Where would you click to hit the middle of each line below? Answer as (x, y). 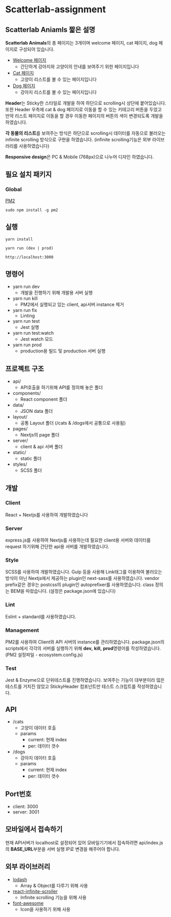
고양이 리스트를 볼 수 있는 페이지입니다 (58, 79)
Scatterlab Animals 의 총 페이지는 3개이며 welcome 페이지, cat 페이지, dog (81, 43)
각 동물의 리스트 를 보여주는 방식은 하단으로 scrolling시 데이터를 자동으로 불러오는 (86, 133)
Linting (27, 316)
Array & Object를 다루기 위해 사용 (54, 885)
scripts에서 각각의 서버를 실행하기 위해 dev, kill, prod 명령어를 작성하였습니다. (83, 648)
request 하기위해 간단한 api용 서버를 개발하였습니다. (57, 547)
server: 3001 (26, 812)
